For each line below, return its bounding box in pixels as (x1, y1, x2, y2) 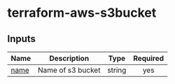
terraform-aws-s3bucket (7, 5, 157, 21)
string (107, 65, 127, 75)
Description (48, 54, 90, 63)
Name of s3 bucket (37, 65, 101, 75)
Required (132, 54, 164, 63)
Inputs (7, 33, 36, 45)
